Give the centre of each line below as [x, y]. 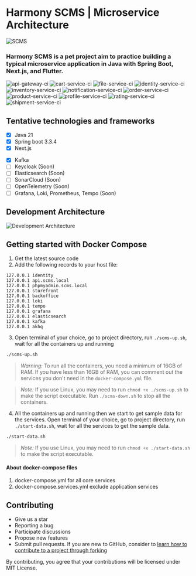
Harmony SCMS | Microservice [83, 13]
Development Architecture [56, 212]
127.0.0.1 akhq [25, 327]
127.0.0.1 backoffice [32, 296]
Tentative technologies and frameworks [80, 121]
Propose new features [41, 538]
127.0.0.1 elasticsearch [36, 316]
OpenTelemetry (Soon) [42, 186]
